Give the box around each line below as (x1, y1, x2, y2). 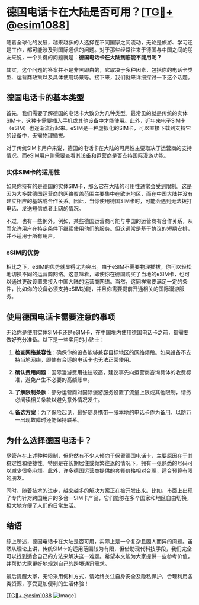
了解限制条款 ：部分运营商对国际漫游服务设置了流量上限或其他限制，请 (14, 389, 187, 396)
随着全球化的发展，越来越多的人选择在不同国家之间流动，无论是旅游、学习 (6, 39, 188, 46)
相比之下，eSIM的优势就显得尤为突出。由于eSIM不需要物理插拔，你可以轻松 (6, 263, 192, 270)
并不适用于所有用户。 (6, 233, 58, 240)
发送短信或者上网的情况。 (21, 205, 84, 212)
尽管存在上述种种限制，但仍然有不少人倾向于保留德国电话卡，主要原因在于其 (6, 452, 193, 459)
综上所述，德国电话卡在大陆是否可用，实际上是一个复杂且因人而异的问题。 (6, 537, 188, 544)
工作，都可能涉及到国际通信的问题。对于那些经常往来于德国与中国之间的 (11, 46, 188, 53)
